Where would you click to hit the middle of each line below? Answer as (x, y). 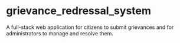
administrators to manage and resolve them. (60, 33)
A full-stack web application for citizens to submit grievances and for (90, 27)
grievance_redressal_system (79, 11)
